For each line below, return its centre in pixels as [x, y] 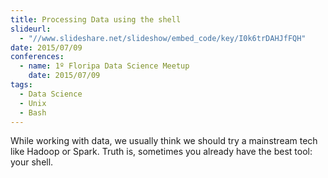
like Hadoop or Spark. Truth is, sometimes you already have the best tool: [161, 152]
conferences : [37, 57]
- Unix [33, 103]
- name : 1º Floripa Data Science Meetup [104, 66]
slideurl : [31, 29]
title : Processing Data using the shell [96, 19]
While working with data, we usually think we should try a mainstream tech [164, 141]
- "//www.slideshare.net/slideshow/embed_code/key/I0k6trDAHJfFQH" [163, 38]
